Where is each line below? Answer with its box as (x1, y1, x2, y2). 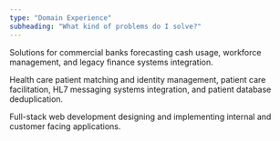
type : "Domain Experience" (9, 13, 112, 23)
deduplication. (9, 93, 64, 105)
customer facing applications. (9, 120, 121, 132)
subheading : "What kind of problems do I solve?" (9, 22, 202, 31)
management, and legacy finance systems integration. (9, 56, 213, 67)
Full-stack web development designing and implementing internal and (9, 111, 272, 122)
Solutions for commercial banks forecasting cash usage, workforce (9, 46, 262, 57)
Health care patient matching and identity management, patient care (9, 74, 266, 85)
